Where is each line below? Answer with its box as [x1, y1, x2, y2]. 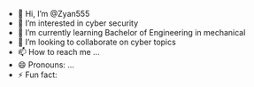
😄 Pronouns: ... [17, 59, 75, 70]
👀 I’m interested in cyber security [17, 18, 139, 28]
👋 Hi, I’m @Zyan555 [17, 9, 90, 19]
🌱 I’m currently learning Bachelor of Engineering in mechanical [17, 28, 246, 37]
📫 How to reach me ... [17, 47, 100, 57]
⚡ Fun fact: [17, 69, 58, 80]
